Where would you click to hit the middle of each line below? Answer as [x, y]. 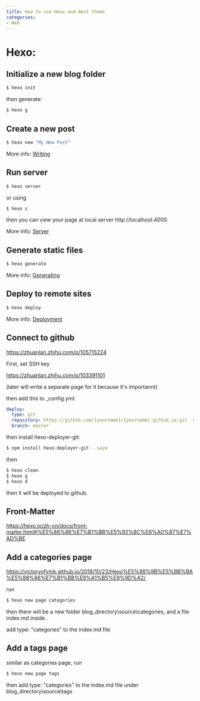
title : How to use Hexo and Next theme [56, 12]
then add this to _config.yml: [41, 398]
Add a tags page [37, 648]
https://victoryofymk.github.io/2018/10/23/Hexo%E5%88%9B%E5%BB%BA [100, 572]
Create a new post [41, 129]
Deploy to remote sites [49, 294]
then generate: [24, 99]
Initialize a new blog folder [56, 74]
